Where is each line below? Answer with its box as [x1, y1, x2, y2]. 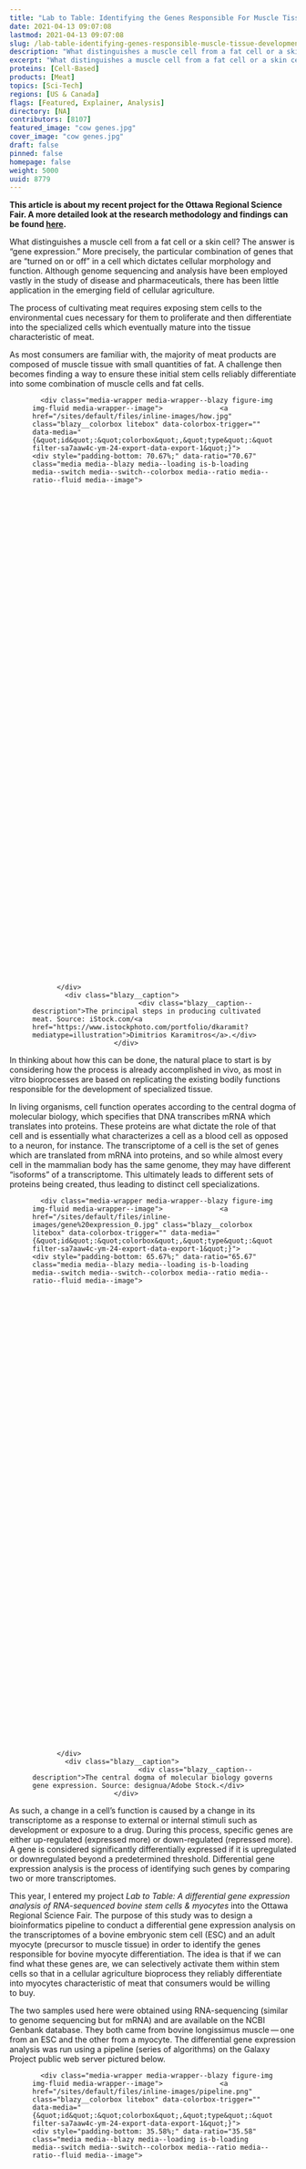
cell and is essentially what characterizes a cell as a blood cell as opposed [9, 1131, 289, 1141]
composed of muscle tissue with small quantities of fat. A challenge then [9, 359, 282, 370]
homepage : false [9, 157, 71, 167]
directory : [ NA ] [9, 107, 71, 116]
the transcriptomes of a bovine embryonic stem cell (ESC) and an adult [9, 1929, 276, 1940]
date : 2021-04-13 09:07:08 [9, 22, 112, 31]
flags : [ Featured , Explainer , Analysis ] [9, 98, 166, 108]
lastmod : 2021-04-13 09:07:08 [9, 30, 125, 39]
